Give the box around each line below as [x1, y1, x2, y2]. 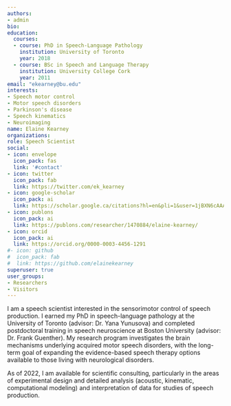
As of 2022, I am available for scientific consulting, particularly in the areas [7, 369, 219, 378]
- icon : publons [7, 209, 54, 216]
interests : [7, 87, 38, 94]
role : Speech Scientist [7, 139, 76, 145]
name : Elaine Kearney [7, 125, 69, 132]
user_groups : [7, 273, 45, 280]
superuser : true [7, 266, 54, 273]
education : [7, 29, 38, 37]
